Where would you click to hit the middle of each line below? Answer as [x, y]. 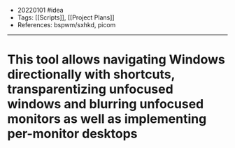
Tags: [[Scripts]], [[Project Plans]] [66, 17]
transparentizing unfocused [90, 89]
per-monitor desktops [72, 134]
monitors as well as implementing [107, 119]
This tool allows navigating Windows [116, 60]
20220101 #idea [41, 10]
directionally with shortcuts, [91, 74]
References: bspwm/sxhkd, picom [66, 25]
